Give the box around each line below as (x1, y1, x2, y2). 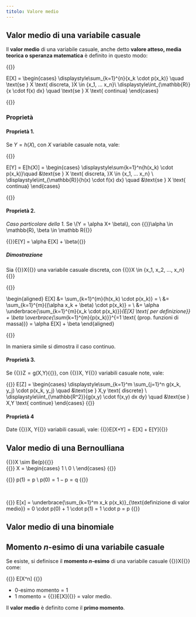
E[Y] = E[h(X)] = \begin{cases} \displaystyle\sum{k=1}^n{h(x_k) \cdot (6, 164, 174, 171)
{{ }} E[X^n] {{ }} (6, 575, 43, 582)
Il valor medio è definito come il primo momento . (6, 604, 125, 611)
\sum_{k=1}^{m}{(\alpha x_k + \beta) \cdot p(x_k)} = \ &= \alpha (6, 301, 160, 308)
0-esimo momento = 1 (14, 586, 68, 594)
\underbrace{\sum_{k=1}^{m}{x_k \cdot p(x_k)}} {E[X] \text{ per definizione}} (6, 308, 191, 315)
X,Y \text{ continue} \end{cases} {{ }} (6, 399, 95, 406)
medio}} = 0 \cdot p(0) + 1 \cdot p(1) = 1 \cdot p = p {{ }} (6, 505, 140, 512)
